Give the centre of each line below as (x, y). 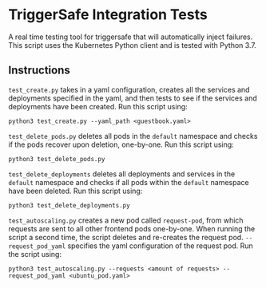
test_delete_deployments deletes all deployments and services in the (122, 174)
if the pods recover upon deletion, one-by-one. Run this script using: (121, 144)
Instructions (39, 71)
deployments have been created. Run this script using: (98, 106)
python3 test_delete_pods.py (57, 159)
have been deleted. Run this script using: (75, 191)
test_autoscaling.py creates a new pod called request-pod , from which (126, 220)
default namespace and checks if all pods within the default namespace (129, 182)
